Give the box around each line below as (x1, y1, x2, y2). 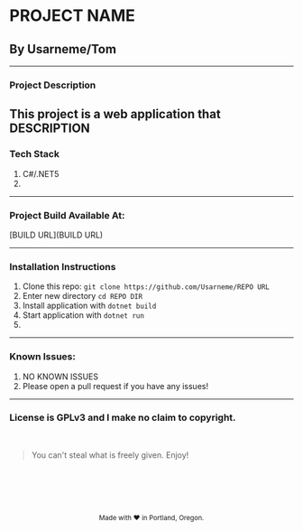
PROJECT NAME (9, 5, 135, 26)
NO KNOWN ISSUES (22, 371, 99, 382)
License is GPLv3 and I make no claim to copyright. (9, 412, 236, 424)
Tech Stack (9, 148, 60, 161)
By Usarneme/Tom (9, 42, 117, 57)
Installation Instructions (9, 260, 116, 273)
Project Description (9, 79, 96, 91)
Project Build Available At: (9, 209, 125, 221)
